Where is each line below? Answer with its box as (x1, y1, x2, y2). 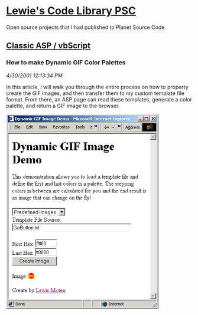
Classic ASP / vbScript (6, 41, 91, 51)
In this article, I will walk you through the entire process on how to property (6, 83, 189, 90)
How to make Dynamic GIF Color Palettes (6, 58, 126, 67)
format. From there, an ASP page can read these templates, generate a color (6, 96, 193, 103)
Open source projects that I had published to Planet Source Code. (6, 24, 167, 31)
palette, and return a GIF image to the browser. (6, 102, 120, 109)
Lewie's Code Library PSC (6, 4, 136, 18)
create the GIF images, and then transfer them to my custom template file (6, 90, 185, 97)
